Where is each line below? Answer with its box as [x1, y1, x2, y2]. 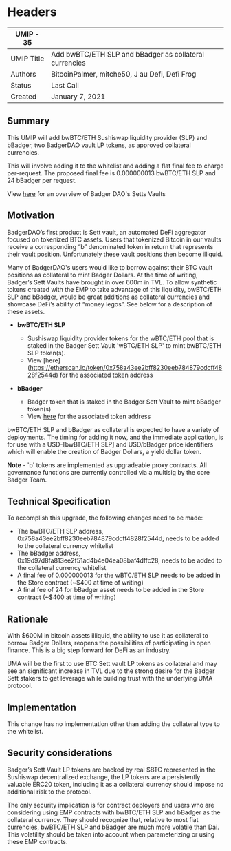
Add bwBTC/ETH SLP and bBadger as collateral [51, 49, 205, 59]
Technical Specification [7, 495, 111, 507]
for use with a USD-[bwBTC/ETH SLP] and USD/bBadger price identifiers [7, 440, 214, 449]
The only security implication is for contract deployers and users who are [7, 801, 214, 809]
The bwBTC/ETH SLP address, [16, 527, 104, 536]
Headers [7, 4, 57, 20]
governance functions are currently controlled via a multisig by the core [7, 468, 210, 476]
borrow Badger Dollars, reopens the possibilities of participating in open [7, 639, 211, 647]
